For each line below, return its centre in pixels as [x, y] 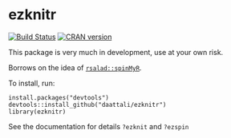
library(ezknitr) [37, 112]
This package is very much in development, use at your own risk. [116, 52]
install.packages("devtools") [59, 97]
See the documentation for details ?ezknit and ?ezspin [99, 126]
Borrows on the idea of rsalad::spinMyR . [75, 67]
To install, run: [32, 83]
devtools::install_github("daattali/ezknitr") [87, 104]
